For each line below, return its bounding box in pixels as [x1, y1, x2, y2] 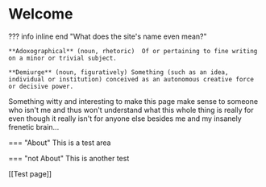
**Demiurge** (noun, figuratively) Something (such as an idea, [8, 68, 229, 77]
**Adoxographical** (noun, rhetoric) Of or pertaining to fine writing [8, 47, 258, 55]
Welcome [8, 5, 73, 23]
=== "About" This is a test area [8, 138, 111, 148]
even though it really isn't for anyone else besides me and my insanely [8, 114, 242, 123]
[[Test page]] [8, 168, 52, 178]
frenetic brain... [8, 122, 60, 131]
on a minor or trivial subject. [8, 54, 117, 62]
